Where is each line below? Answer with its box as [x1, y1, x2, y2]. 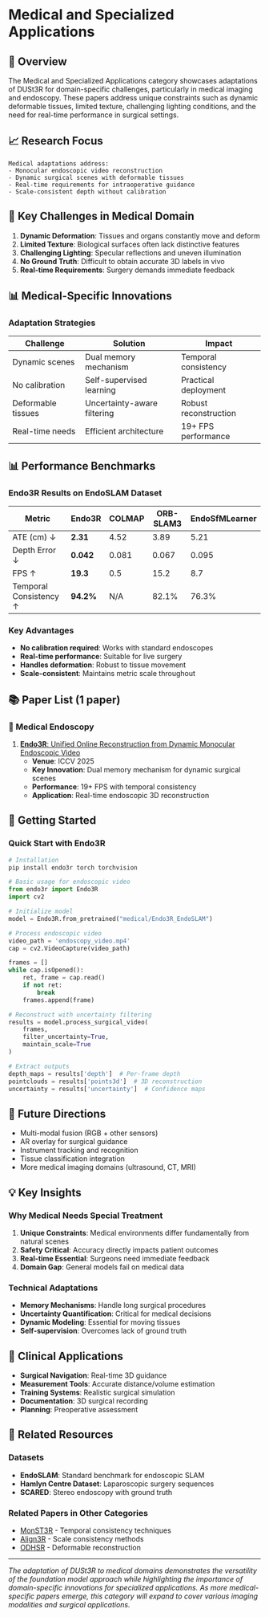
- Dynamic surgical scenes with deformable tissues [8, 173, 184, 181]
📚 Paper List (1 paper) [8, 693, 121, 707]
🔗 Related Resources [8, 1428, 114, 1442]
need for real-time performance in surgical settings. [8, 110, 179, 120]
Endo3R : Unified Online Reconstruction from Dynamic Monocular [19, 739, 235, 748]
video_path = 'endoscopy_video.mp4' [8, 937, 130, 945]
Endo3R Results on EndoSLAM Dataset [8, 487, 163, 499]
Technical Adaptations [8, 1282, 98, 1293]
